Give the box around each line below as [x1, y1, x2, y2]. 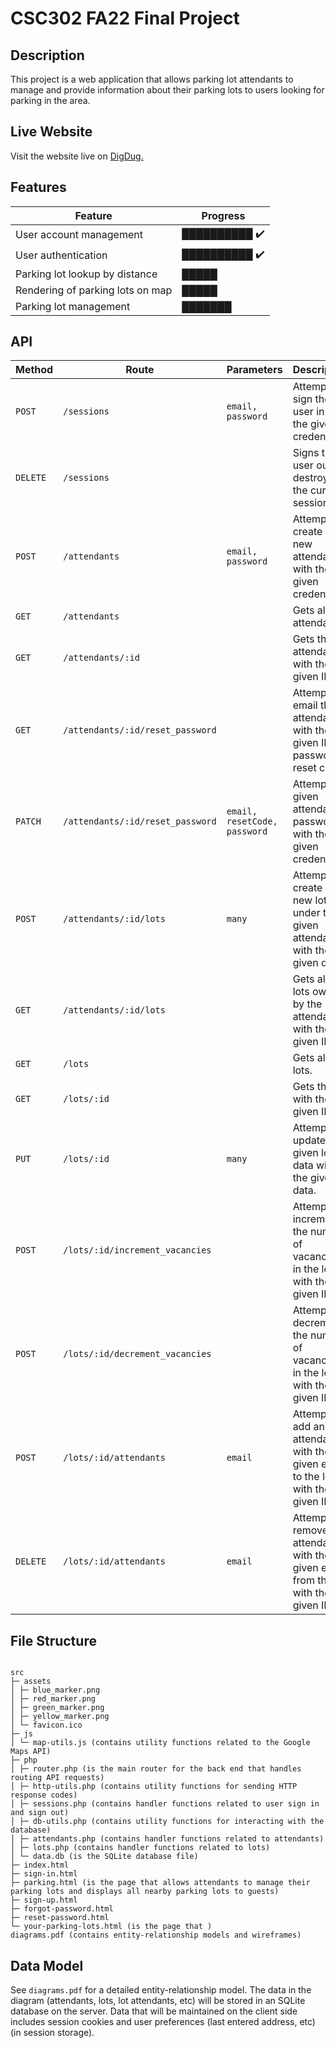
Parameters [226, 363, 283, 377]
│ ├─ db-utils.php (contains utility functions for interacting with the [10, 1817, 325, 1827]
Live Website [10, 123, 93, 141]
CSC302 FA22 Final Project [10, 7, 240, 30]
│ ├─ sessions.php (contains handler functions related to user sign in [10, 1799, 320, 1809]
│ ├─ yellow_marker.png [10, 1712, 110, 1722]
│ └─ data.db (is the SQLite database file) [10, 1852, 199, 1862]
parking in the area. [10, 95, 91, 106]
